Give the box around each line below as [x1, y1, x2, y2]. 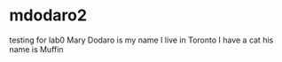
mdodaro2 [9, 5, 87, 26]
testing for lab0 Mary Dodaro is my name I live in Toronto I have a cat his [9, 35, 274, 45]
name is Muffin [9, 43, 64, 54]
